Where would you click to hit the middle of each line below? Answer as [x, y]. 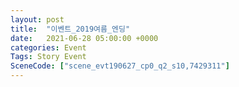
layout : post [37, 19]
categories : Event [48, 47]
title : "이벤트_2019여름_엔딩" [70, 29]
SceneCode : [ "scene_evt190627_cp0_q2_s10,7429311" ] [120, 66]
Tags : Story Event [48, 57]
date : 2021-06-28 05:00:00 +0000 [84, 38]
